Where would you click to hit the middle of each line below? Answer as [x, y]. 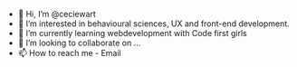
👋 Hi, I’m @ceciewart [57, 14]
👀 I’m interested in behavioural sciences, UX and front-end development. [153, 24]
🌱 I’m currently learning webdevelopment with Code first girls [132, 33]
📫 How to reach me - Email [70, 53]
